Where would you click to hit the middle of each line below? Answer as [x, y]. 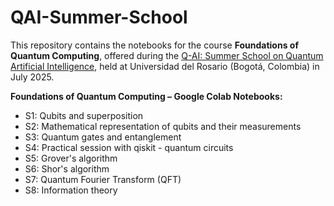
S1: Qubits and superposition [84, 115]
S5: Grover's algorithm [71, 158]
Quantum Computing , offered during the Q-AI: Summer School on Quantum [167, 55]
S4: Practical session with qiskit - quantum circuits [129, 147]
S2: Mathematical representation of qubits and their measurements [163, 126]
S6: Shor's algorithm [67, 168]
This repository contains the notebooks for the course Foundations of [154, 45]
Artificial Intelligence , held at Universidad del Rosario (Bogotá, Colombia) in [165, 66]
